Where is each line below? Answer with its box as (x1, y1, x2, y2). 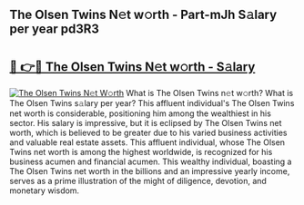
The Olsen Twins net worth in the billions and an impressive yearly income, (9, 166, 290, 176)
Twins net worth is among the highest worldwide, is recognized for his (9, 147, 273, 157)
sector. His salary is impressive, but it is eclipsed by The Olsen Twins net (9, 118, 282, 128)
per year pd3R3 (9, 22, 100, 37)
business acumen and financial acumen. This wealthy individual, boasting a (9, 156, 292, 167)
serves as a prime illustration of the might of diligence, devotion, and (9, 176, 267, 186)
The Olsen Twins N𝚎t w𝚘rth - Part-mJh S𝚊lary (9, 7, 278, 23)
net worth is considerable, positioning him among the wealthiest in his (9, 108, 271, 119)
